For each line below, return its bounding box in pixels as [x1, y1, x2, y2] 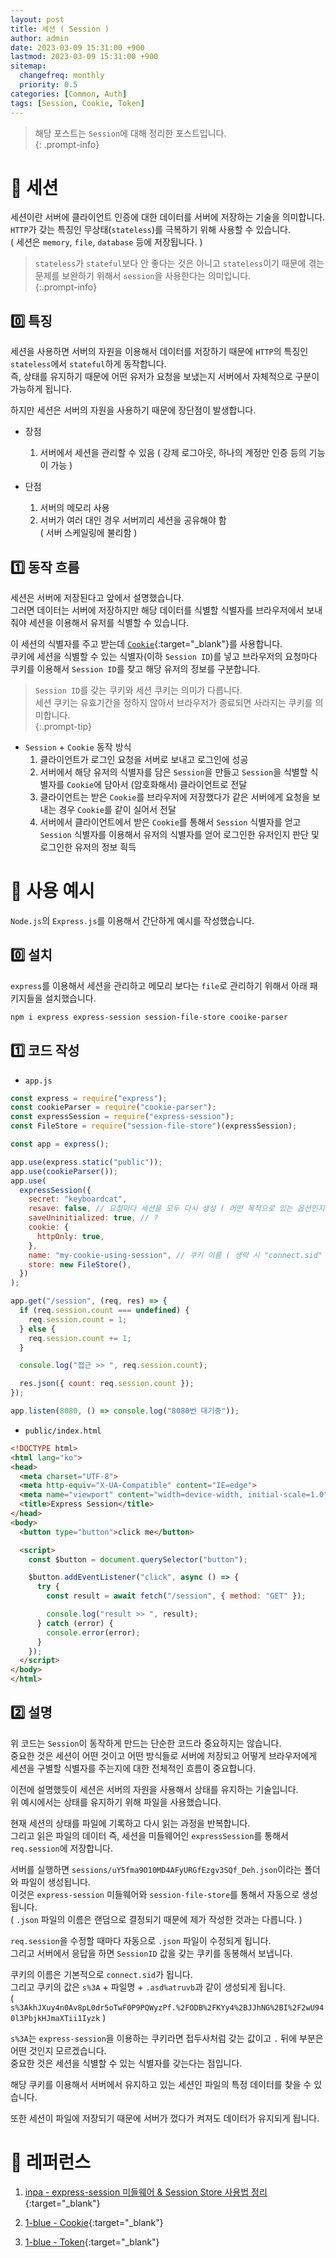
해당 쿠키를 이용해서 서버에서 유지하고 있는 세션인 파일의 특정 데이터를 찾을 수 [10, 2078, 312, 2090]
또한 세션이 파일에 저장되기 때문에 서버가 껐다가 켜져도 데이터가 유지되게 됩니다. [10, 2112, 320, 2124]
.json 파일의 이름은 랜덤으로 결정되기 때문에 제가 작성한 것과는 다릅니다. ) [16, 1913, 303, 1925]
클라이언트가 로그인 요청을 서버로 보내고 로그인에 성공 [39, 754, 249, 766]
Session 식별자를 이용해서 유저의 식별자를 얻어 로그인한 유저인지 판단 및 [39, 829, 320, 841]
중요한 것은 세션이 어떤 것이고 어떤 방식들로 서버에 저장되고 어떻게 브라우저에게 [10, 1749, 318, 1761]
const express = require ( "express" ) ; [10, 1093, 168, 1103]
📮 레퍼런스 [10, 2151, 92, 2173]
